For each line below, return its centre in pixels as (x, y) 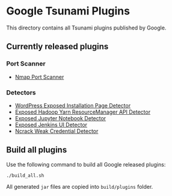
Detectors (21, 93)
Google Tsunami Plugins (68, 11)
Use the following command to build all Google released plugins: (86, 164)
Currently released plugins (57, 47)
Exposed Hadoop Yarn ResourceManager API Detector (83, 112)
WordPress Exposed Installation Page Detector (73, 105)
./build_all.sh (25, 176)
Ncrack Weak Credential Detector (57, 131)
